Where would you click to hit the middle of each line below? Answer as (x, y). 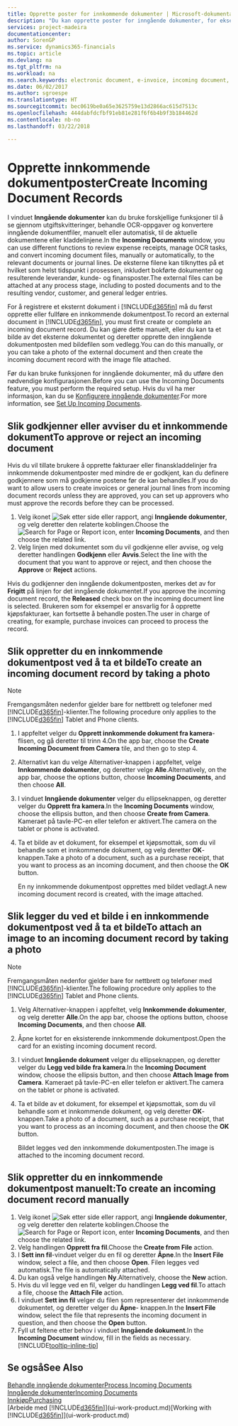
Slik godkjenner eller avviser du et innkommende (118, 426)
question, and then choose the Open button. (82, 1322)
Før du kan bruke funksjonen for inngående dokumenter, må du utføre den (115, 373)
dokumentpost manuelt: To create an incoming (112, 1189)
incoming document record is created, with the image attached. (110, 894)
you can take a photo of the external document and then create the (105, 352)
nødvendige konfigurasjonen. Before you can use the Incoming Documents (116, 381)
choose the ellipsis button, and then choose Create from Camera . (114, 814)
